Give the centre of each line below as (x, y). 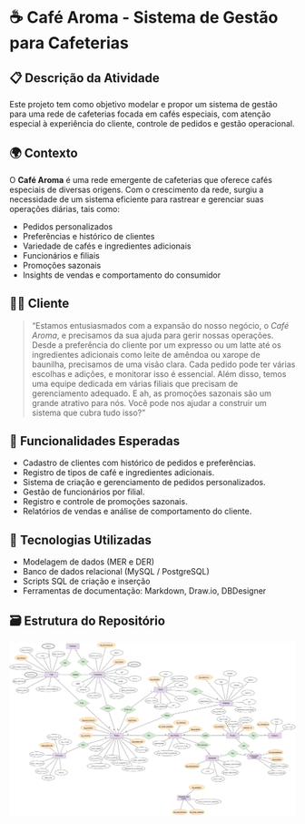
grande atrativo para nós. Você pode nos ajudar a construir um (149, 402)
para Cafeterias (69, 43)
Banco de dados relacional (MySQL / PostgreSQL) (116, 572)
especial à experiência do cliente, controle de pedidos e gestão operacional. (152, 123)
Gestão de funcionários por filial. (84, 492)
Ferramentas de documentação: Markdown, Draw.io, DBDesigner (144, 591)
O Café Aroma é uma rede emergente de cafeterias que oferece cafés (141, 179)
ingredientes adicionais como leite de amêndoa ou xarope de (146, 354)
